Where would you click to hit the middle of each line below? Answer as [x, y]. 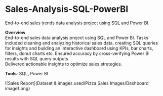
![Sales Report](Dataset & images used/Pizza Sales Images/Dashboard [77, 83]
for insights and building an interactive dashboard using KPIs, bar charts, [79, 48]
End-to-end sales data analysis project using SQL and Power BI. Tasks [77, 38]
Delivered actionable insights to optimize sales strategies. [64, 64]
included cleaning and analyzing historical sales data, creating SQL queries [81, 43]
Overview [15, 32]
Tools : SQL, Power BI [27, 73]
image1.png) [18, 88]
